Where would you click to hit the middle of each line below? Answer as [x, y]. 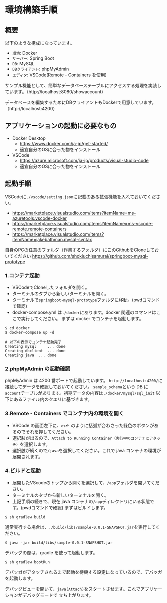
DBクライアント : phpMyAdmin [41, 69]
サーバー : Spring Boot [33, 58]
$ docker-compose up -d [30, 332]
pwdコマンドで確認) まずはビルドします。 [65, 507]
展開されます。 [28, 457]
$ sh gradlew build [25, 517]
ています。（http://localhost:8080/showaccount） [56, 92]
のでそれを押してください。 [45, 432]
